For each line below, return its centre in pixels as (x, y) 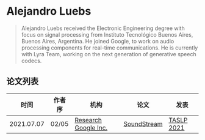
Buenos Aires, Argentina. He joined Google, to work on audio (98, 41)
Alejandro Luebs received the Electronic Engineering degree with (103, 28)
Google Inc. (91, 128)
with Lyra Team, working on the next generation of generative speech (109, 54)
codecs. (31, 61)
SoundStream (143, 123)
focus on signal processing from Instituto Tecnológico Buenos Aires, (107, 34)
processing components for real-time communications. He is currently (110, 48)
